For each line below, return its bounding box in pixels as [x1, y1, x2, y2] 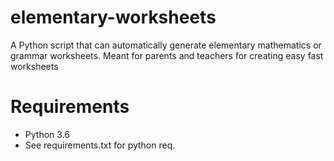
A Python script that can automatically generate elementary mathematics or [10, 39, 322, 51]
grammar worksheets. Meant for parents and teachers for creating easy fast [10, 49, 324, 61]
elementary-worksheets [10, 6, 217, 29]
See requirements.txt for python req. [24, 139, 176, 151]
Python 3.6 [24, 128, 70, 140]
